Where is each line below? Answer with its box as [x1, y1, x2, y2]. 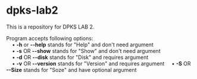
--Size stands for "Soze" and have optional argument [6, 66, 137, 73]
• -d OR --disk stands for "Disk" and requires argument [11, 53, 149, 61]
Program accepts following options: [6, 34, 93, 42]
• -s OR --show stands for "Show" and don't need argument [11, 47, 161, 54]
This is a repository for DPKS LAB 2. [6, 23, 95, 30]
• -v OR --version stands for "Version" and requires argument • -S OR [11, 60, 192, 67]
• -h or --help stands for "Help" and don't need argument [11, 41, 154, 48]
